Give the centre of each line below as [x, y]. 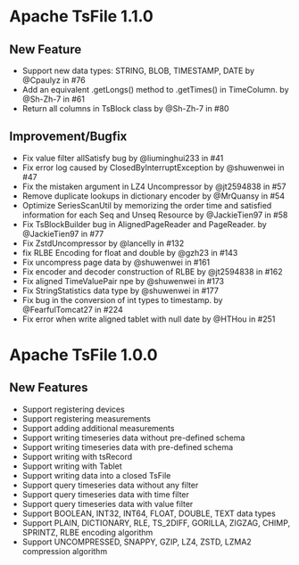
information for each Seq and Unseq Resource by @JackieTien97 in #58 [155, 215]
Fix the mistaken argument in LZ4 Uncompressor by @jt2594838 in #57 [154, 186]
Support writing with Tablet [72, 466]
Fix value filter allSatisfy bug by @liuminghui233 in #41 [123, 158]
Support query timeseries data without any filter [110, 485]
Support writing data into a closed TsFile [96, 475]
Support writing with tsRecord [77, 456]
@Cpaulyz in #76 [54, 80]
